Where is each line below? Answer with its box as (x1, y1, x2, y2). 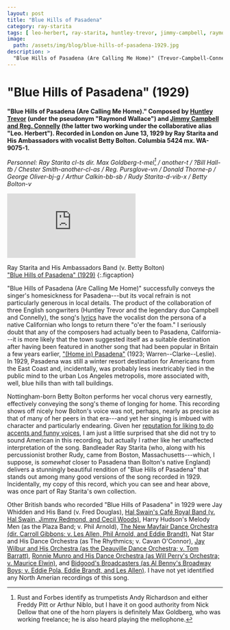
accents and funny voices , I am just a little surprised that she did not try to (7, 429, 216, 437)
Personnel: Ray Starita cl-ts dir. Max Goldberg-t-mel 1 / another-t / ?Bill (7, 157, 205, 166)
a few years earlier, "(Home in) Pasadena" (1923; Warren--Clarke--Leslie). (7, 350, 217, 358)
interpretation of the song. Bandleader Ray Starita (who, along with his (7, 444, 205, 452)
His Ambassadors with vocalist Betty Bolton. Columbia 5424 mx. (7, 136, 195, 144)
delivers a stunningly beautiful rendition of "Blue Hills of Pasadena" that (7, 465, 209, 474)
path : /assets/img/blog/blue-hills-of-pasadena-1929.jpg (13, 42, 179, 49)
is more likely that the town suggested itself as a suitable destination (17, 335, 211, 344)
